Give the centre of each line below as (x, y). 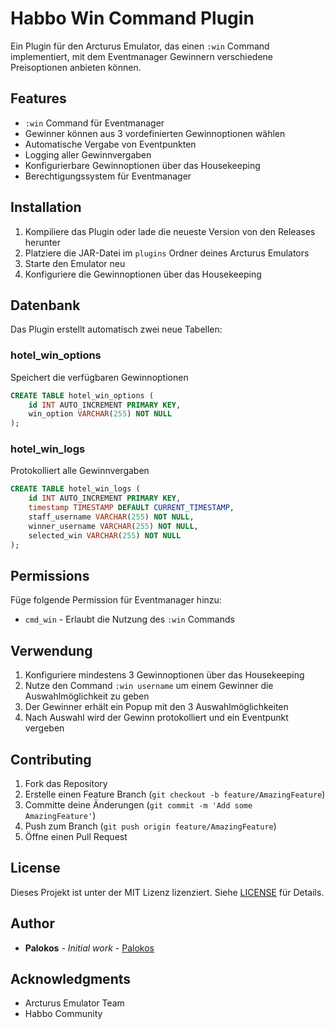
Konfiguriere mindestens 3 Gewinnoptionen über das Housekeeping (164, 675)
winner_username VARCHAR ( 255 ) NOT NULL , (113, 526)
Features (38, 98)
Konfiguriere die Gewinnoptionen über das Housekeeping (143, 274)
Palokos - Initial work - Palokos (89, 948)
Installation (46, 207)
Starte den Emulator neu (75, 263)
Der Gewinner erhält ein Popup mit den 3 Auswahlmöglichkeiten (156, 707)
